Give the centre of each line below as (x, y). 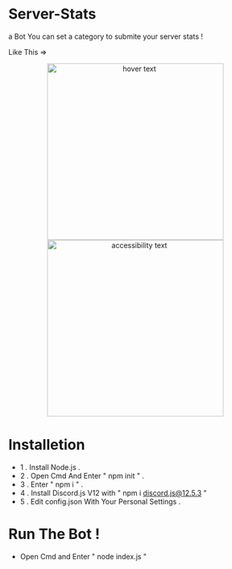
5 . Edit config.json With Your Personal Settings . (100, 501)
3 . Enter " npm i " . (52, 484)
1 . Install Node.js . (50, 467)
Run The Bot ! (54, 534)
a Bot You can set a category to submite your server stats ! (106, 36)
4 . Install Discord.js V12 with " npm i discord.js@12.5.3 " (113, 492)
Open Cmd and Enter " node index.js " (83, 556)
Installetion (47, 445)
